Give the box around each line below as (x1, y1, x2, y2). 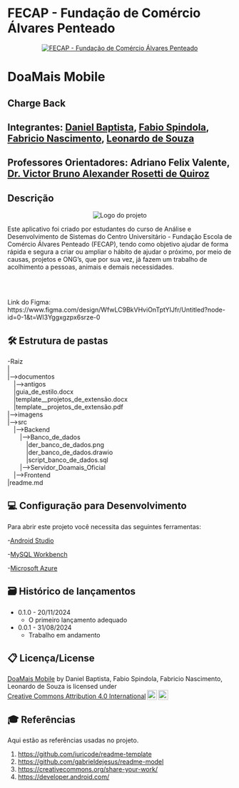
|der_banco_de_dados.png (26, 440, 105, 449)
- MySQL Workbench (7, 550, 68, 558)
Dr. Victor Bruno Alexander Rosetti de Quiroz (7, 168, 210, 180)
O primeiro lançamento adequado (28, 615, 128, 624)
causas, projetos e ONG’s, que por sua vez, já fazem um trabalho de (7, 255, 208, 264)
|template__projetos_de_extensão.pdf (14, 402, 123, 411)
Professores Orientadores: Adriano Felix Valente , (7, 157, 230, 169)
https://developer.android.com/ (17, 772, 110, 782)
